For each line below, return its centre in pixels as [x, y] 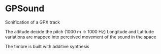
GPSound [25, 9]
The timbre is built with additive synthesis [47, 46]
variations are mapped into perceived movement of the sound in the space [81, 37]
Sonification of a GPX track [32, 22]
